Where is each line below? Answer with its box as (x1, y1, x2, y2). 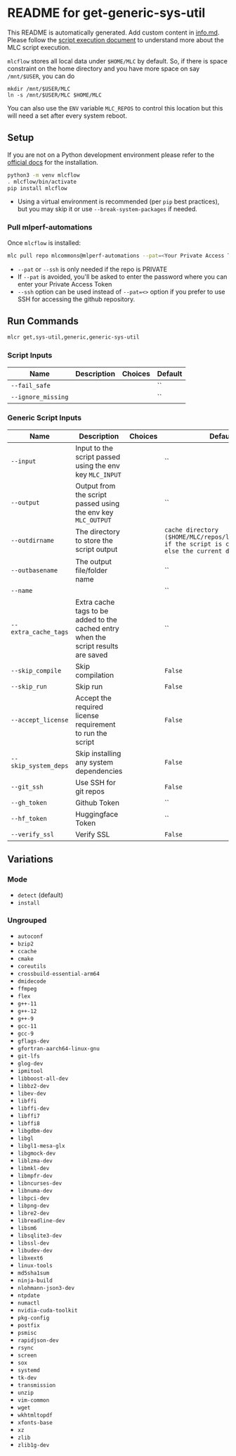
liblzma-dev (17, 1157, 53, 1165)
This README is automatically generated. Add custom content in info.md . (7, 28, 220, 37)
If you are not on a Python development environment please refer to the (7, 150, 215, 159)
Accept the (74, 693, 112, 703)
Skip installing (74, 748, 122, 758)
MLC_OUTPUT (74, 516, 112, 524)
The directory (74, 527, 121, 536)
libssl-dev (17, 1239, 50, 1247)
